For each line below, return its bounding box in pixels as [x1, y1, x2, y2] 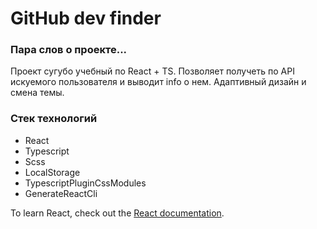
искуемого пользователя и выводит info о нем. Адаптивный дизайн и [10, 76, 307, 88]
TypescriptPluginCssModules [24, 177, 147, 189]
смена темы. [10, 87, 65, 99]
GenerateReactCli [24, 187, 98, 199]
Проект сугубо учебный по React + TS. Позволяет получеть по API [10, 65, 295, 77]
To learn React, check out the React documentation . [10, 207, 225, 219]
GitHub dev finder [10, 7, 162, 30]
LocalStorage [24, 166, 81, 178]
